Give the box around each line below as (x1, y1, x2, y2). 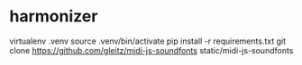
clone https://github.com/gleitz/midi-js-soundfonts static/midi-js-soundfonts (9, 45, 294, 55)
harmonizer (9, 6, 98, 27)
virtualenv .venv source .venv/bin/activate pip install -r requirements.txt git (9, 36, 287, 46)
